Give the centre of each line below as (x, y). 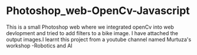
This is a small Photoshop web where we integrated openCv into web (90, 27)
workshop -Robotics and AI (39, 46)
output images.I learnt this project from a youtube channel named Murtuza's (99, 39)
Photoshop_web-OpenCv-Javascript (98, 11)
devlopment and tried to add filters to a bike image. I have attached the (92, 33)
